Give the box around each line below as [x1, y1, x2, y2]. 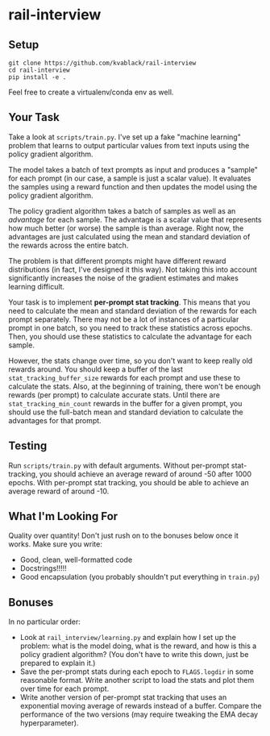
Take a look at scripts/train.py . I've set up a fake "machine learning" [8, 131, 242, 142]
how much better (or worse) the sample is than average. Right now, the [8, 223, 244, 233]
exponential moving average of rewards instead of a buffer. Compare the [19, 701, 262, 711]
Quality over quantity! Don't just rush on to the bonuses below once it [8, 530, 239, 541]
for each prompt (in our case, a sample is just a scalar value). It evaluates [8, 173, 251, 183]
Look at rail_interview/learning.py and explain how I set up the [19, 633, 236, 642]
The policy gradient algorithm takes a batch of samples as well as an [8, 206, 236, 215]
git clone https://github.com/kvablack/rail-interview [8, 59, 197, 67]
